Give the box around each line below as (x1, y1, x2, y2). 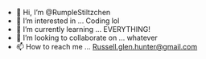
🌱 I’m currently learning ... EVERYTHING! (15, 25, 151, 33)
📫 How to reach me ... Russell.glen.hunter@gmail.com (15, 42, 198, 51)
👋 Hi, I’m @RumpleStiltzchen (15, 8, 111, 17)
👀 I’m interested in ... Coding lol (15, 16, 120, 26)
